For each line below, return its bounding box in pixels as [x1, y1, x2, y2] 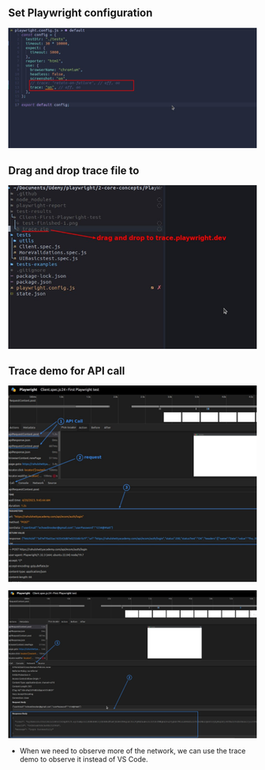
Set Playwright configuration [8, 6, 153, 20]
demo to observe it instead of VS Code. [19, 754, 148, 764]
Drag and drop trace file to [8, 164, 140, 177]
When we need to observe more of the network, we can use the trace [19, 745, 246, 755]
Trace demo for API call [8, 364, 125, 377]
